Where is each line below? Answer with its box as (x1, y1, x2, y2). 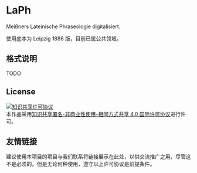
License (6, 87, 36, 97)
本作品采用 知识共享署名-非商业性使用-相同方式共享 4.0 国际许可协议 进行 (6, 110, 181, 117)
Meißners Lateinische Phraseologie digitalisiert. (6, 23, 121, 30)
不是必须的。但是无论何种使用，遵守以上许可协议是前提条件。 (6, 161, 155, 168)
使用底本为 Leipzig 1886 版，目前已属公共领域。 (6, 35, 122, 42)
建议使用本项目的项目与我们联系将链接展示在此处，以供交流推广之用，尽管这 (6, 153, 191, 160)
